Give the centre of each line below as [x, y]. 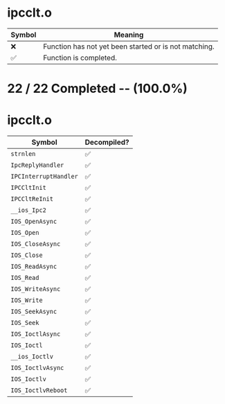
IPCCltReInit [32, 199]
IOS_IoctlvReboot [39, 390]
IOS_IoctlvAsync [37, 368]
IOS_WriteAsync [36, 289]
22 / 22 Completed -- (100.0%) [98, 89]
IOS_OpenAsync [34, 222]
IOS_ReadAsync [34, 267]
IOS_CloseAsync [36, 244]
